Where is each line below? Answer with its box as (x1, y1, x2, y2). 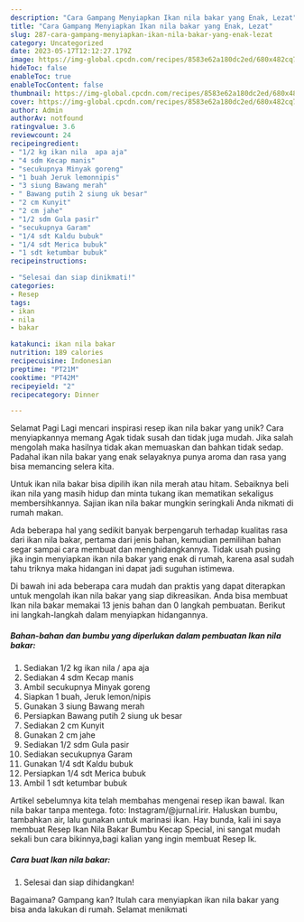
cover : (10, 97, 35, 107)
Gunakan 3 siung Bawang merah (23, 701, 145, 712)
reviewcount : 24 (10, 131, 71, 140)
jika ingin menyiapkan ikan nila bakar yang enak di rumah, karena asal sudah (10, 554, 295, 564)
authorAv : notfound (10, 114, 84, 123)
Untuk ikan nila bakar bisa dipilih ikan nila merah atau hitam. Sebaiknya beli (10, 479, 290, 489)
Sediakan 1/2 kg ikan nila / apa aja (23, 663, 150, 674)
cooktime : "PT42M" (10, 373, 79, 382)
